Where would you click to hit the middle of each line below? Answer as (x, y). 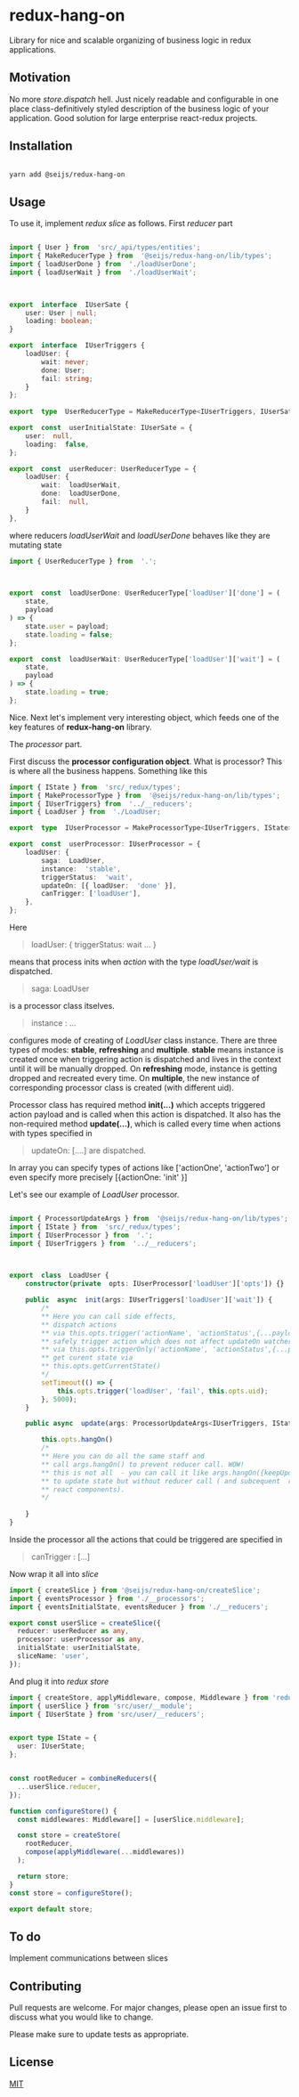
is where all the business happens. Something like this (108, 770)
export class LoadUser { (59, 1276)
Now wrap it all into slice (54, 1573)
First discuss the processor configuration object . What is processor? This (146, 761)
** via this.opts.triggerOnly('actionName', (125, 1350)
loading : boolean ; (59, 321)
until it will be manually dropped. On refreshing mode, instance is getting (143, 1069)
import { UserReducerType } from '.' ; (83, 561)
